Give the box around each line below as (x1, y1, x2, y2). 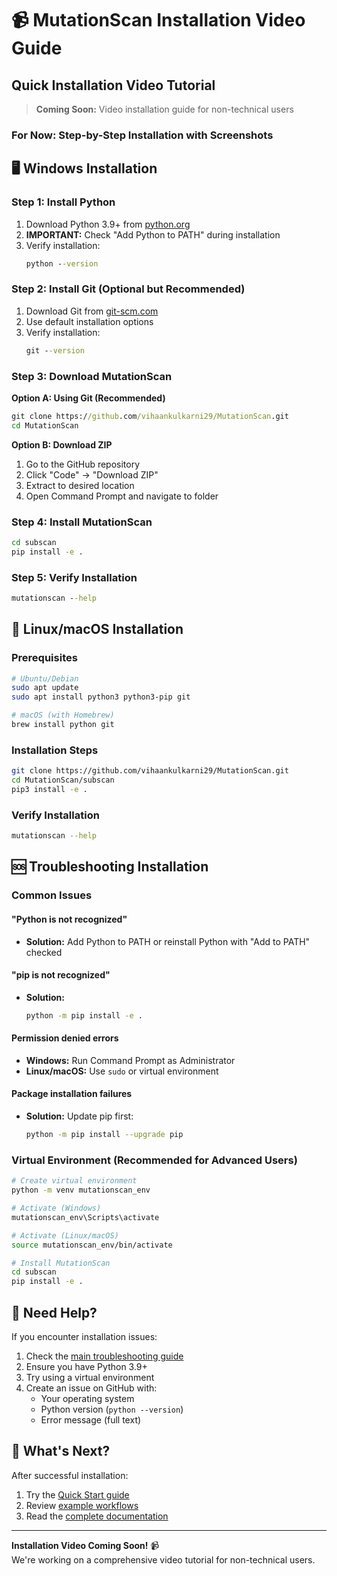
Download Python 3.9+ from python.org (25, 218, 191, 230)
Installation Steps (11, 743, 99, 757)
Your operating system (40, 1392, 135, 1404)
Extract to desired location (25, 479, 135, 491)
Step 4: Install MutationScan (11, 515, 153, 529)
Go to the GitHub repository (25, 458, 141, 470)
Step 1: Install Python (11, 195, 116, 209)
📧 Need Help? (11, 1304, 98, 1321)
